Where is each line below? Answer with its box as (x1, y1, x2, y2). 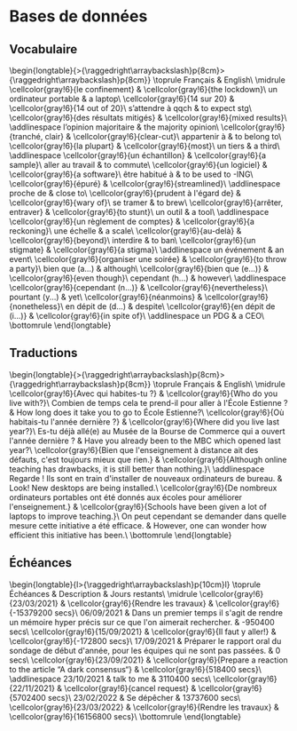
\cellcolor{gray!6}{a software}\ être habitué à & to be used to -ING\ (9, 169, 254, 179)
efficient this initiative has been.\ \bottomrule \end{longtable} (9, 529, 232, 540)
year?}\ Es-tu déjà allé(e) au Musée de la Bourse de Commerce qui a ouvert (9, 425, 285, 436)
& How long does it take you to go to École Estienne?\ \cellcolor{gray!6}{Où (9, 407, 285, 417)
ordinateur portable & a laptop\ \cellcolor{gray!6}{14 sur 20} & (9, 93, 235, 104)
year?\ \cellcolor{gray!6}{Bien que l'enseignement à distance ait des (9, 444, 259, 455)
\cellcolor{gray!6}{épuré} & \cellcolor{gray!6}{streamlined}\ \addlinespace (9, 179, 281, 188)
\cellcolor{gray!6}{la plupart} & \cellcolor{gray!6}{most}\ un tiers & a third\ (9, 140, 280, 151)
